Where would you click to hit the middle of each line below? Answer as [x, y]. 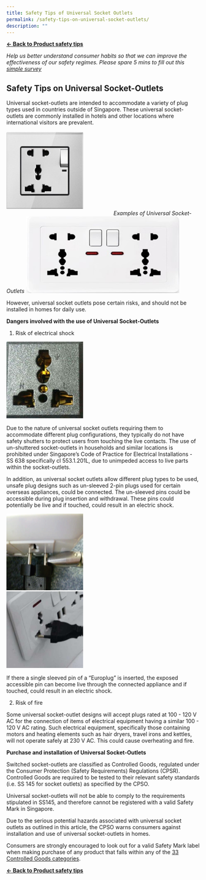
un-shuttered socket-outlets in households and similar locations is [90, 448]
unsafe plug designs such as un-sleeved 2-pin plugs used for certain [93, 486]
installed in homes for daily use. [47, 309]
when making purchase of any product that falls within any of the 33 [93, 852]
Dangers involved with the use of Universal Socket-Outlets [83, 321]
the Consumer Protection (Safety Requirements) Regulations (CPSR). [93, 771]
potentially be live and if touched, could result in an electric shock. [90, 505]
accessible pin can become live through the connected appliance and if [97, 685]
